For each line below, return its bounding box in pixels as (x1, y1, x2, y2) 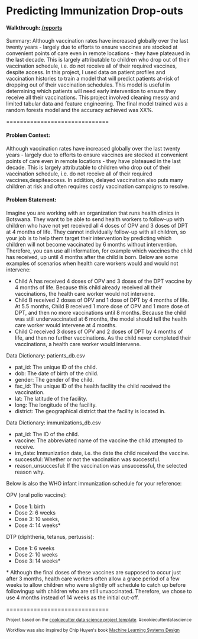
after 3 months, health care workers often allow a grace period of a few (6, 575, 180, 582)
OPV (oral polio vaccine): (6, 491, 67, 499)
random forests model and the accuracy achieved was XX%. (6, 107, 154, 114)
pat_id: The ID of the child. (14, 430, 80, 437)
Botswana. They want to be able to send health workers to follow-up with (6, 215, 184, 223)
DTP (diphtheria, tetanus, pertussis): (6, 533, 95, 540)
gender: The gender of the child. (14, 376, 95, 383)
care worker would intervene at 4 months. (14, 321, 117, 328)
